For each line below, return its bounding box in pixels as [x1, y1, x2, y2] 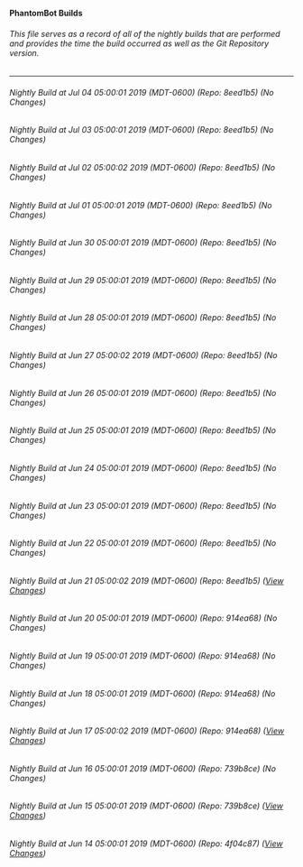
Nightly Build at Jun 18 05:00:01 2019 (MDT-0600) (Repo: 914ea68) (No [9, 687, 276, 698]
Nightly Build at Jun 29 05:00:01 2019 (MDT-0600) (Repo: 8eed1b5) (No [9, 274, 277, 285]
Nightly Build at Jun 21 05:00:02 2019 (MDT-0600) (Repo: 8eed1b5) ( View [9, 575, 284, 586]
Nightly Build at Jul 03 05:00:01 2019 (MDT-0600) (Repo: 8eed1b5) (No [9, 125, 274, 135]
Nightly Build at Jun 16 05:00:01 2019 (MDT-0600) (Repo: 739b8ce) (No [9, 762, 277, 774]
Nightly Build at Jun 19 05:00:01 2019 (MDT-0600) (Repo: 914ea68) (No [9, 650, 276, 661]
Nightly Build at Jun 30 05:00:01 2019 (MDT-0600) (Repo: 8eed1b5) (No [9, 237, 277, 248]
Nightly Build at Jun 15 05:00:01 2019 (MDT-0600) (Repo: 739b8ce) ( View [9, 800, 284, 811]
